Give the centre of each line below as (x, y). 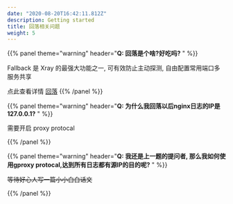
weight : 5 (21, 33)
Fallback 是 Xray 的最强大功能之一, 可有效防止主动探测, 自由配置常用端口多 (114, 68)
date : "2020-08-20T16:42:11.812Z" (57, 13)
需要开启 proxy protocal (41, 128)
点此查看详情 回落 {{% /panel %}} (55, 91)
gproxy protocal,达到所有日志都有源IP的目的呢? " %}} (90, 165)
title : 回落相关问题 (34, 26)
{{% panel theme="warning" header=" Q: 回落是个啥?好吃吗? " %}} (103, 53)
